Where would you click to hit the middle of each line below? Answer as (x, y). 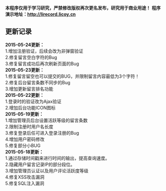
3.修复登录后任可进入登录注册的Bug (42, 133)
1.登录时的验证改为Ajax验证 (33, 101)
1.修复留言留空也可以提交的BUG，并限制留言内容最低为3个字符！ (72, 76)
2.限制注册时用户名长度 (29, 126)
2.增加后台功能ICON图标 (30, 107)
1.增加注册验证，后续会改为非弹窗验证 (44, 51)
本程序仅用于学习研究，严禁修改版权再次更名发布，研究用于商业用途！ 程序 (83, 8)
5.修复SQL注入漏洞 (25, 183)
